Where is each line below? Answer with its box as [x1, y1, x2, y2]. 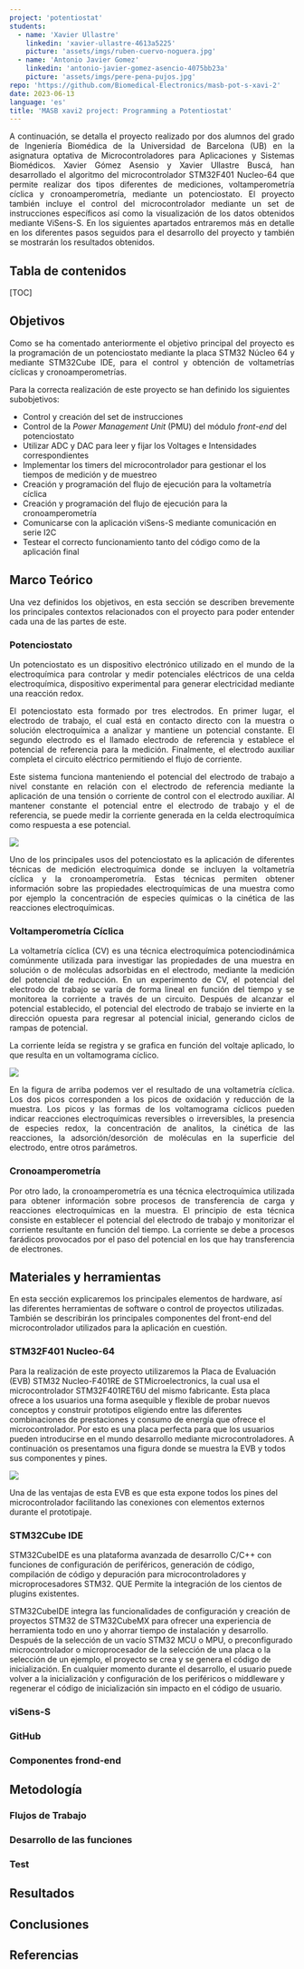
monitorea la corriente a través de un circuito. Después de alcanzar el [9, 994, 295, 1005]
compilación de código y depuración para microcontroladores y [9, 1568, 247, 1579]
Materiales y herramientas [9, 1269, 161, 1284]
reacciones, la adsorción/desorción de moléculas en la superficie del [9, 1133, 295, 1144]
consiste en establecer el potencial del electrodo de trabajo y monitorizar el [9, 1214, 295, 1225]
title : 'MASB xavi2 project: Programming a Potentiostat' [9, 106, 233, 115]
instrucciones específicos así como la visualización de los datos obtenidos [9, 208, 295, 219]
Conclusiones [9, 1916, 90, 1932]
